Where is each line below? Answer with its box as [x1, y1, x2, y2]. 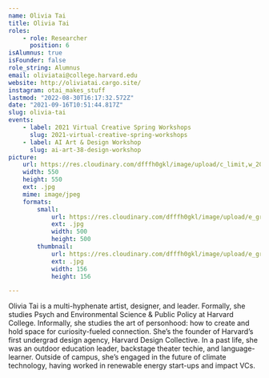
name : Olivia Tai [8, 11, 66, 20]
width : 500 [50, 227, 88, 236]
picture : [8, 153, 38, 161]
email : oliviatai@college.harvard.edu [8, 71, 138, 79]
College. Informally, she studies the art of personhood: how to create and [8, 318, 250, 328]
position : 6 [29, 42, 70, 50]
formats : [22, 198, 52, 206]
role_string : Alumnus [8, 64, 81, 72]
